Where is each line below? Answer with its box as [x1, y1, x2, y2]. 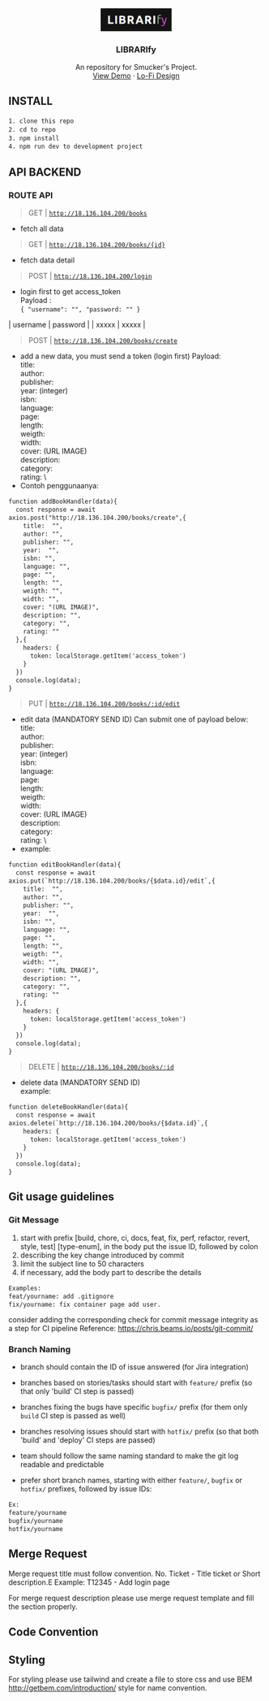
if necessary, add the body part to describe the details [19, 1267, 202, 1277]
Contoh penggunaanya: [19, 480, 99, 490]
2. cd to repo [8, 125, 57, 133]
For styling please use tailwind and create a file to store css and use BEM [8, 1674, 253, 1684]
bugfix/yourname [8, 1517, 63, 1525]
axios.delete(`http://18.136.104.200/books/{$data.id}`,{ [8, 1119, 208, 1127]
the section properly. [8, 1601, 79, 1612]
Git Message [8, 1214, 59, 1226]
